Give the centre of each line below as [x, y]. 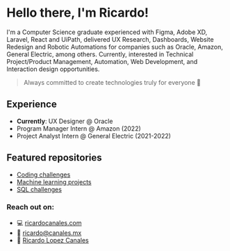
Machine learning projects [54, 181]
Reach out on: [31, 207]
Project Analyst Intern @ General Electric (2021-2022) [94, 136]
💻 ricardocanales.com [49, 222]
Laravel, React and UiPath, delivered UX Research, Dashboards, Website [110, 39]
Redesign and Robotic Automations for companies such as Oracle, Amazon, [115, 47]
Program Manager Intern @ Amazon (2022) [79, 128]
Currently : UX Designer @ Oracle [65, 121]
